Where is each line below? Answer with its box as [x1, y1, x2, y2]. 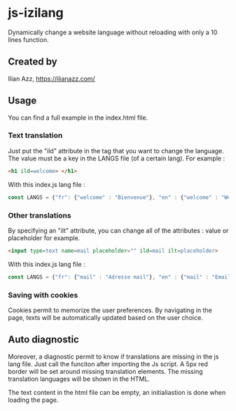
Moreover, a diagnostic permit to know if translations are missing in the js [8, 352, 219, 361]
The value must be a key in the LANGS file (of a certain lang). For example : [8, 154, 225, 162]
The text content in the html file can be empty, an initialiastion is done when [8, 388, 226, 396]
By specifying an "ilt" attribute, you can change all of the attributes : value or [8, 226, 229, 235]
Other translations [8, 210, 72, 220]
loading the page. [8, 396, 59, 404]
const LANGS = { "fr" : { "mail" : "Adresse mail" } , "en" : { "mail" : [8, 273, 209, 281]
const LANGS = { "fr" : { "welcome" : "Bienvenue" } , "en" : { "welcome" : [8, 194, 218, 201]
